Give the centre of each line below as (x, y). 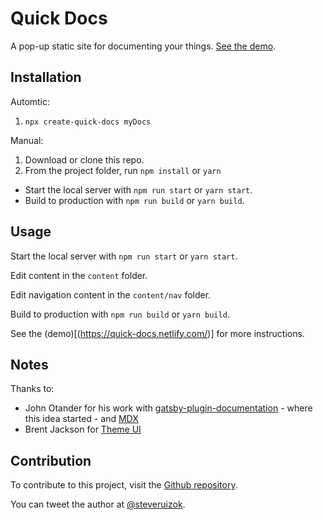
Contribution (51, 460)
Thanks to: (32, 389)
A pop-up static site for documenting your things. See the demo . (143, 46)
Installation (46, 77)
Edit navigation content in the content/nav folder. (111, 294)
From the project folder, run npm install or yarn (123, 170)
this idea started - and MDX (81, 419)
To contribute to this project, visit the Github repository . (124, 485)
